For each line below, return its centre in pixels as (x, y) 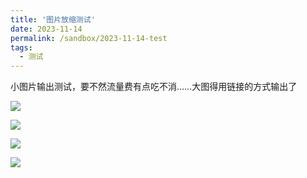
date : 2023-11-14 (46, 29)
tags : (21, 47)
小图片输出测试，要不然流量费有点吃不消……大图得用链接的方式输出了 (154, 87)
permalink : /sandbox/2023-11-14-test (89, 38)
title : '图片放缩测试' (53, 19)
